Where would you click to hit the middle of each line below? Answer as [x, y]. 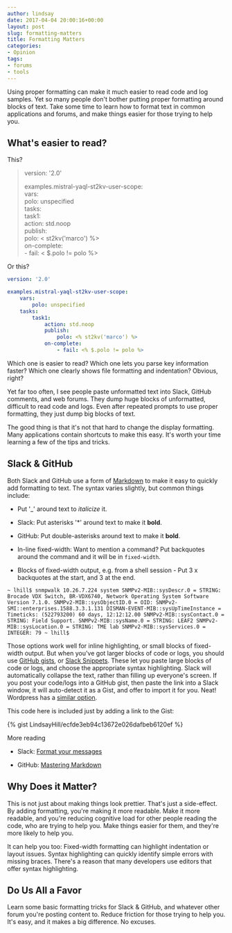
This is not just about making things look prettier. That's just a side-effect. [113, 803]
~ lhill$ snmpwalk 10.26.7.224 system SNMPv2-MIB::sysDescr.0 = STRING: [114, 590]
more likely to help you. [41, 833]
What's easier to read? [57, 143]
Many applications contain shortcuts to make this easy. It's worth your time [114, 435]
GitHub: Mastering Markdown [59, 765]
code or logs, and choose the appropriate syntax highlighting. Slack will [109, 667]
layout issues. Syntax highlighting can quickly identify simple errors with [110, 854]
